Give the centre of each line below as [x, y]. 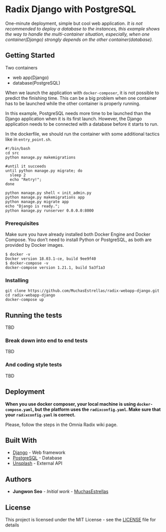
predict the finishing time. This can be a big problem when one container [81, 98]
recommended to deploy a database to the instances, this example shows [82, 28]
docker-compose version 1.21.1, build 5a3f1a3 [55, 268]
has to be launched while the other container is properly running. [73, 103]
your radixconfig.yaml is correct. [40, 414]
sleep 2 [18, 175]
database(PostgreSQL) [36, 83]
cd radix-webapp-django [30, 295]
